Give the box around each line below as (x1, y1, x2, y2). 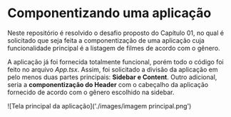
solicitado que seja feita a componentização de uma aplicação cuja (7, 36, 205, 44)
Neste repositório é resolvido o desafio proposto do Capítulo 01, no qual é (7, 29, 225, 37)
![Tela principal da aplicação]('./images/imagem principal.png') (7, 101, 192, 110)
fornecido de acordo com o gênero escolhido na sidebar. (7, 88, 175, 96)
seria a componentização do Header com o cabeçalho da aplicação (7, 80, 209, 88)
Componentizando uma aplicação (7, 5, 212, 21)
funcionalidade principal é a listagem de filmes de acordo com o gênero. (7, 44, 220, 52)
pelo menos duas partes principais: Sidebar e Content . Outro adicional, (7, 73, 217, 81)
